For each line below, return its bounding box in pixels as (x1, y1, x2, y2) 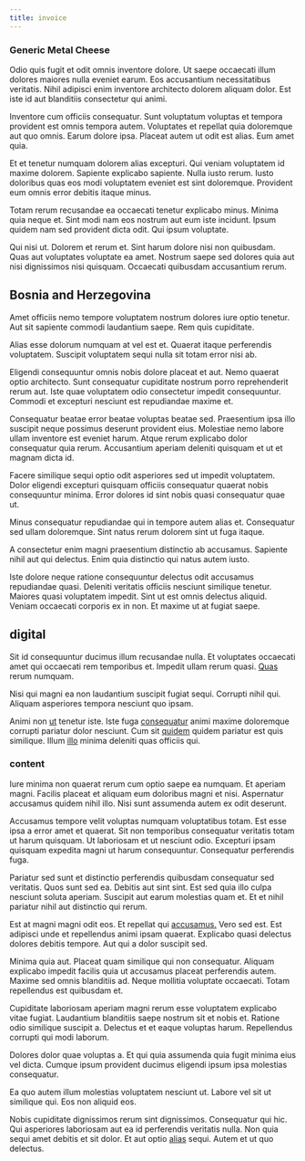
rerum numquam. (9, 670, 75, 681)
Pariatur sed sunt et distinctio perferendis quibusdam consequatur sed (9, 872, 275, 883)
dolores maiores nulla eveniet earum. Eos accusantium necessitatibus (9, 74, 271, 85)
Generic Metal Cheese (9, 43, 111, 56)
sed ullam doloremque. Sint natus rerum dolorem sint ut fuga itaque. (9, 526, 266, 537)
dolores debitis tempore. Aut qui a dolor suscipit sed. (9, 937, 208, 949)
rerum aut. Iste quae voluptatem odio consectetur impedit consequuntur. (9, 385, 282, 397)
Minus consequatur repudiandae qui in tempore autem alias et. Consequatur (9, 517, 296, 528)
